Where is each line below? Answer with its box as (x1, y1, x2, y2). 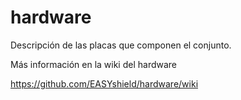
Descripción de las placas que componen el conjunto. (10, 39, 232, 51)
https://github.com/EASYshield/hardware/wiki (10, 77, 199, 90)
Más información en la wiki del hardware (10, 58, 178, 70)
